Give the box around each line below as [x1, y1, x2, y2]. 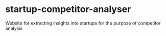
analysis [5, 25, 23, 31]
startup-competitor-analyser [5, 3, 131, 15]
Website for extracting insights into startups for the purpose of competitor [5, 20, 161, 26]
